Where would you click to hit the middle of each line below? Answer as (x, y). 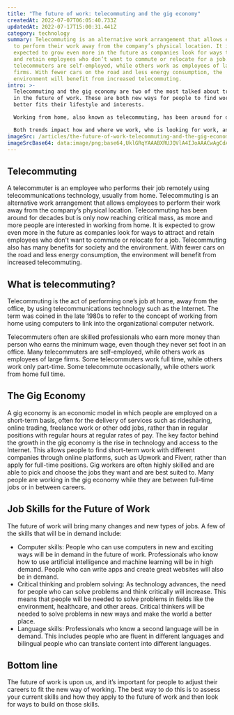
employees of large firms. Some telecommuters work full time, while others (115, 359)
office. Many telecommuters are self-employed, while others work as (106, 352)
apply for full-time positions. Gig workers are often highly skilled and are (111, 465)
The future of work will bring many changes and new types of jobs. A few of (116, 526)
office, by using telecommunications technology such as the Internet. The (113, 309)
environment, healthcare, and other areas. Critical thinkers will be (111, 606)
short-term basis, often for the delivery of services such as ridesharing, (110, 420)
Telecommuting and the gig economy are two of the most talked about (116, 92)
